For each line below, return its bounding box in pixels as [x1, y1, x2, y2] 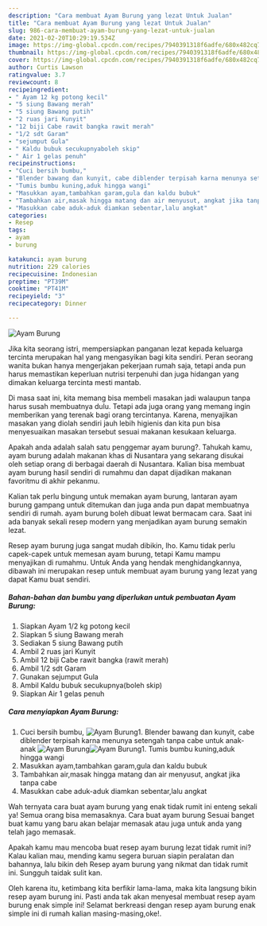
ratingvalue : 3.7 [8, 71, 66, 79]
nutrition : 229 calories [8, 263, 91, 270]
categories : [8, 212, 48, 220]
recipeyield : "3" [8, 292, 66, 301]
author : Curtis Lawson [8, 64, 83, 72]
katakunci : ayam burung [8, 255, 87, 263]
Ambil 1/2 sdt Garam [19, 663, 87, 673]
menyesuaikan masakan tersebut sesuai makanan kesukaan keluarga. [8, 426, 237, 436]
